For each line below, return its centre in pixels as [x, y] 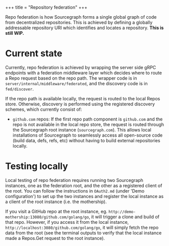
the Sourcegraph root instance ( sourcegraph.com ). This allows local [82, 130]
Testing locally [37, 166]
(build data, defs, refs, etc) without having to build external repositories [86, 140]
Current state [34, 54]
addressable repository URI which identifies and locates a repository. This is [84, 28]
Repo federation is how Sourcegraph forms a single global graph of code [81, 17]
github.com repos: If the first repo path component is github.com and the [88, 119]
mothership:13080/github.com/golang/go [47, 217]
